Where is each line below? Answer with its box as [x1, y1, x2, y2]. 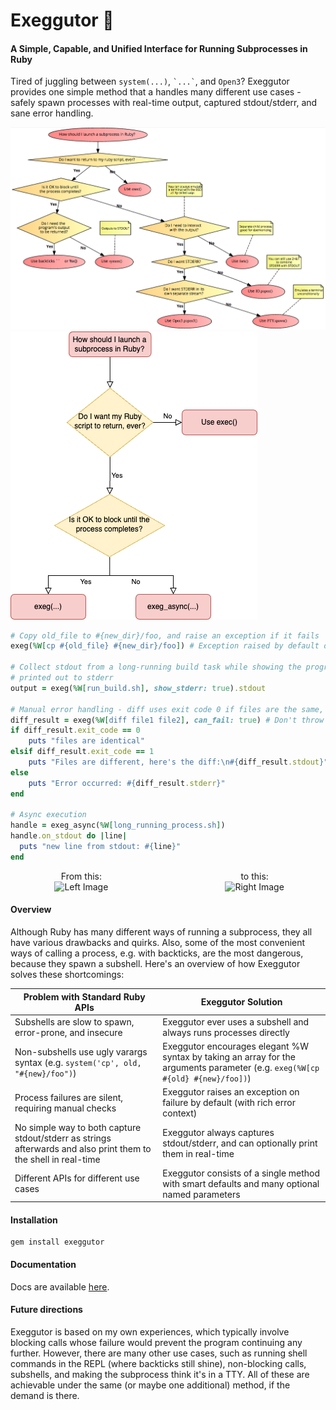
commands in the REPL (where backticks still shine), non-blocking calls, [10, 1357, 307, 1369]
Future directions [10, 1304, 83, 1316]
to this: [240, 870, 269, 882]
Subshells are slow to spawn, [14, 1015, 135, 1028]
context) [162, 1107, 198, 1119]
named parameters [162, 1188, 241, 1200]
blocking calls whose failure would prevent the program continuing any [10, 1336, 303, 1348]
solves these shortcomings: [10, 969, 125, 981]
